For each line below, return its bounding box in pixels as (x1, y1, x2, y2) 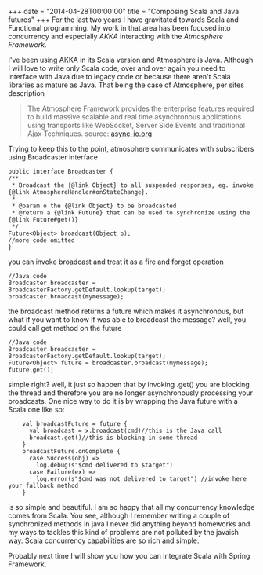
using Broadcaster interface (8, 152, 98, 162)
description (8, 89, 45, 97)
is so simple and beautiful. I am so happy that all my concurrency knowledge (8, 503, 255, 511)
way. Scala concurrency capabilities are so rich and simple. (8, 536, 200, 545)
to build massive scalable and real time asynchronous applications (27, 112, 242, 121)
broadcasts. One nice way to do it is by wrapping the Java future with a (8, 397, 239, 405)
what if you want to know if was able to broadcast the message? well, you (8, 315, 247, 324)
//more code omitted (8, 236, 76, 244)
